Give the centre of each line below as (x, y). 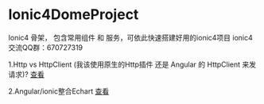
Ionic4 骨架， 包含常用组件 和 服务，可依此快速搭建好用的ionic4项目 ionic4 (130, 37)
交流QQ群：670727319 (46, 47)
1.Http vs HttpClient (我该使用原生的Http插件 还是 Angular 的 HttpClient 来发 (132, 64)
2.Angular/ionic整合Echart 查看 (59, 91)
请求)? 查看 (27, 74)
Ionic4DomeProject (74, 15)
